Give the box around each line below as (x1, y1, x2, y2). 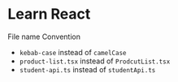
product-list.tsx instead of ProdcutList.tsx (19, 56, 171, 66)
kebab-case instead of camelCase (19, 47, 127, 57)
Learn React (7, 5, 91, 24)
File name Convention (7, 32, 80, 41)
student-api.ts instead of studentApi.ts (19, 64, 156, 74)
